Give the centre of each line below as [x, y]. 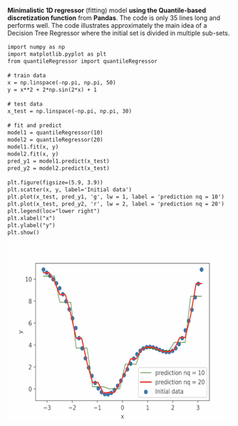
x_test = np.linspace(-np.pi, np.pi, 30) [70, 111]
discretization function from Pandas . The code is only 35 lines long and [114, 18]
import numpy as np [36, 47]
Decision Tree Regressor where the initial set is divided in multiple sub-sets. [119, 33]
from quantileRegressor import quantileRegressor [83, 61]
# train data [27, 76]
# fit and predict [35, 126]
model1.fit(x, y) [33, 147]
